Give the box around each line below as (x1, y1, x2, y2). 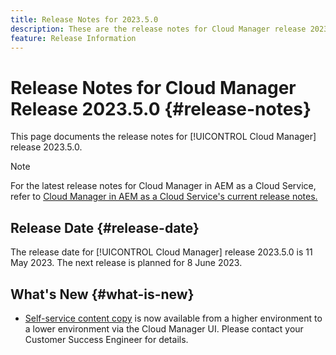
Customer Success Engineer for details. (24, 333, 189, 345)
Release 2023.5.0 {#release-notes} (10, 97, 312, 120)
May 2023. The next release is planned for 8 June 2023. (10, 257, 243, 269)
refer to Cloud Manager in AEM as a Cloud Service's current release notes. (10, 191, 318, 203)
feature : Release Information (10, 33, 137, 43)
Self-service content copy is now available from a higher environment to (24, 312, 323, 324)
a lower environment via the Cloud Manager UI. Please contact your (24, 322, 304, 335)
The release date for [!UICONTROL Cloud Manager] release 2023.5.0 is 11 (10, 246, 313, 258)
